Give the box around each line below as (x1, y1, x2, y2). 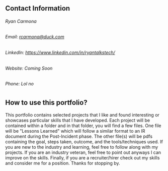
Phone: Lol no (5, 81, 34, 87)
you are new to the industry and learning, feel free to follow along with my (5, 144, 158, 150)
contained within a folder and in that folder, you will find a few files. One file (5, 123, 161, 129)
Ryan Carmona (5, 18, 37, 24)
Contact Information (5, 4, 70, 13)
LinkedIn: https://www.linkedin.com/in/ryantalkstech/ (5, 49, 116, 55)
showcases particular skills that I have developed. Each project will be (5, 117, 150, 123)
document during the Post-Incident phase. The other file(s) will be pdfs (5, 133, 152, 139)
